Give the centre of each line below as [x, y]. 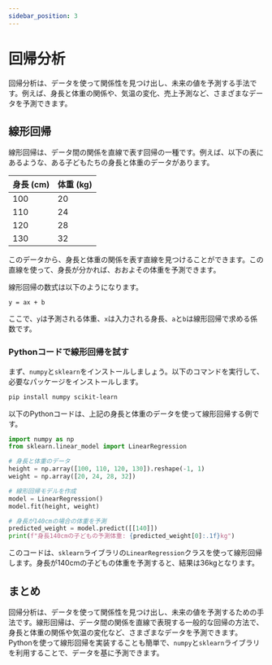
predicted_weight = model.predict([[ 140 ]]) [83, 529]
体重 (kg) [75, 185]
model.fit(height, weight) [54, 506]
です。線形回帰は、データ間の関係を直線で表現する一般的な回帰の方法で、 [139, 622]
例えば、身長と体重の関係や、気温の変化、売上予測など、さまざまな [135, 93]
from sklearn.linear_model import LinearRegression [97, 447]
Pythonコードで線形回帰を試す [69, 352]
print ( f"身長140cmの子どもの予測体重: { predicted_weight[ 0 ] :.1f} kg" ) [122, 536]
